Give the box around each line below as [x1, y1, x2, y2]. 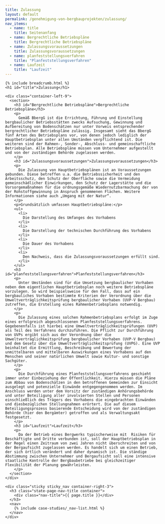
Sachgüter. [5, 358, 28, 363]
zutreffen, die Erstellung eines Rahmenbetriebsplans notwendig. [5, 302, 142, 307]
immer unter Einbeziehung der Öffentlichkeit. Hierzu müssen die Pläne [5, 376, 156, 381]
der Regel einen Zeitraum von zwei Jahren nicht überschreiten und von [5, 441, 156, 446]
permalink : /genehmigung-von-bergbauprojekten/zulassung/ [5, 16, 127, 21]
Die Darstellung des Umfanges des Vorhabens [23, 215, 116, 220]
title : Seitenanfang [14, 30, 56, 35]
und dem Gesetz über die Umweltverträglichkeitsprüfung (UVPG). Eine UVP [5, 341, 161, 346]
